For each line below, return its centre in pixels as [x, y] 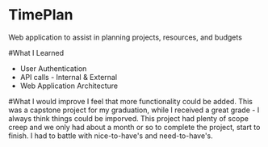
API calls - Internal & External [69, 77]
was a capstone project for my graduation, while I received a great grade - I [134, 110]
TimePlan [41, 15]
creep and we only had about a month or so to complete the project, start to [134, 127]
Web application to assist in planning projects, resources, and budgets [125, 37]
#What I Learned [36, 52]
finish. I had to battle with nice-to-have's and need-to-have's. [111, 136]
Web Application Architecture [69, 86]
